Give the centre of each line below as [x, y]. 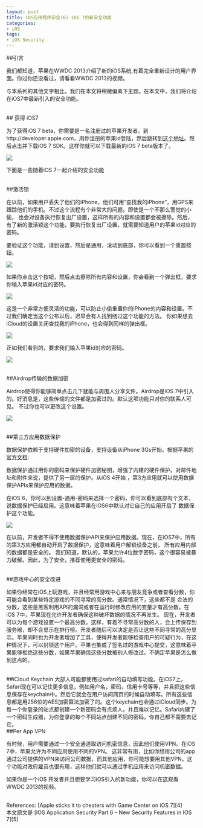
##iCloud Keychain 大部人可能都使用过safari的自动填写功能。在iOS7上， [96, 679]
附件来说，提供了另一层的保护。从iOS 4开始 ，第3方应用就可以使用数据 [105, 477]
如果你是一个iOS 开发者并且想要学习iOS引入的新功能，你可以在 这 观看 [93, 779]
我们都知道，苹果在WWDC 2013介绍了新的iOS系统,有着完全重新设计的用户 [99, 71]
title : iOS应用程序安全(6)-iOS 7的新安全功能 [59, 18]
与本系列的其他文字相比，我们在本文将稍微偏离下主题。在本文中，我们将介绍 [101, 91]
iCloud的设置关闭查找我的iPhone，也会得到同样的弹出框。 [79, 323]
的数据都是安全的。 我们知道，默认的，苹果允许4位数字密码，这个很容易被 [99, 552]
